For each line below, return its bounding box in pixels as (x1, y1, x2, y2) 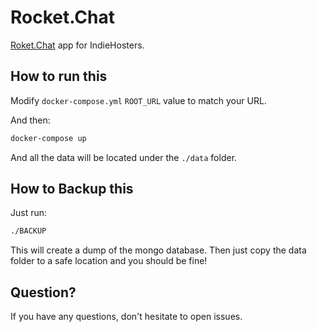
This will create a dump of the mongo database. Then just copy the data (10, 244, 307, 256)
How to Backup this (10, 181, 134, 198)
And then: (10, 114, 51, 126)
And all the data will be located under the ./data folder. (10, 151, 238, 163)
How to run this (10, 68, 108, 85)
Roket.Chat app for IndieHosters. (10, 39, 145, 51)
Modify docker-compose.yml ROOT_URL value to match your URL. (10, 94, 267, 106)
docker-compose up (10, 133, 87, 143)
